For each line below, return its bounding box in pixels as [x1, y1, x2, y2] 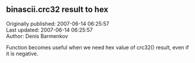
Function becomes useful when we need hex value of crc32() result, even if [6, 44, 189, 51]
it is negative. [6, 50, 39, 57]
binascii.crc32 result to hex [6, 5, 109, 15]
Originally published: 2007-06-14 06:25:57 [6, 20, 110, 27]
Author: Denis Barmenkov [6, 32, 69, 40]
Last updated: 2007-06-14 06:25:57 [6, 26, 93, 33]
